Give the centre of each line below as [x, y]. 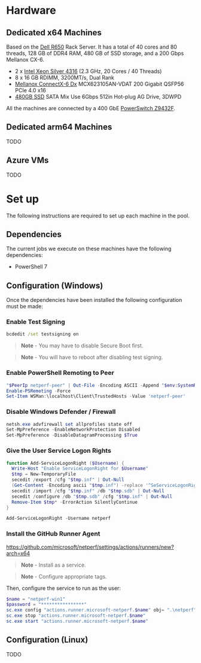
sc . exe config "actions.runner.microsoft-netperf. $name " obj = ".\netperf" [101, 610]
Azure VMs [28, 160]
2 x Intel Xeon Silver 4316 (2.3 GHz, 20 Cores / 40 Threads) [88, 71]
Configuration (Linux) [47, 640]
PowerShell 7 [31, 267]
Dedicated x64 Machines [54, 33]
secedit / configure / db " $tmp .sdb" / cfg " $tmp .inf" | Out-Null [92, 497]
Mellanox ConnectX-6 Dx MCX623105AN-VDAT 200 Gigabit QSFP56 [99, 84]
